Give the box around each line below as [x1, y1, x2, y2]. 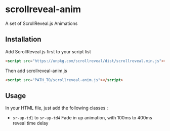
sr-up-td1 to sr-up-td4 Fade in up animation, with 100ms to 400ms [12, 115, 153, 121]
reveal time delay [12, 120, 49, 126]
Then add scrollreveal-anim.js [5, 68, 67, 74]
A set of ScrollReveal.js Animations [5, 20, 78, 26]
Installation [5, 35, 41, 44]
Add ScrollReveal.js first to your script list [5, 48, 91, 54]
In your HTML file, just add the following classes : [5, 105, 108, 111]
